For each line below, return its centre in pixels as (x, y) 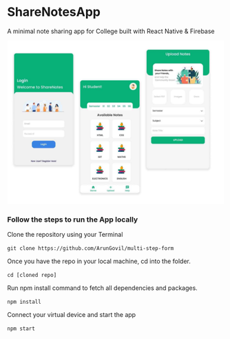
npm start (21, 329)
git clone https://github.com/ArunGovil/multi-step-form (91, 249)
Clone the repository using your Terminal (65, 235)
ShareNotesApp (54, 12)
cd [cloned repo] (32, 275)
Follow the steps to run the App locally (73, 220)
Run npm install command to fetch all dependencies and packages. (102, 288)
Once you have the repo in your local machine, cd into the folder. (99, 261)
